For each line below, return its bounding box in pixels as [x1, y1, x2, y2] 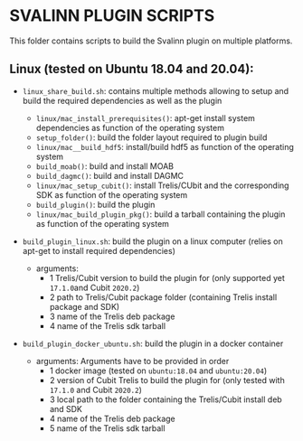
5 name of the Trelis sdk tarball [49, 422, 166, 434]
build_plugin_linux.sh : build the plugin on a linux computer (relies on [22, 236, 283, 247]
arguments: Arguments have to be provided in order [35, 355, 230, 366]
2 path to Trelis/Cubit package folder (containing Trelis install [49, 291, 278, 303]
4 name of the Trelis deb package [49, 413, 175, 424]
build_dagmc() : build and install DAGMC [35, 170, 184, 181]
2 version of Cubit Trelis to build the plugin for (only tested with [49, 374, 285, 385]
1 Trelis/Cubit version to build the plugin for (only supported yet [49, 272, 285, 283]
